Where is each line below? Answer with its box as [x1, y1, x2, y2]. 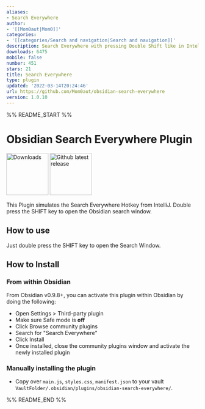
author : [6, 20, 26, 26]
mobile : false [6, 54, 43, 61]
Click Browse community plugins [15, 323, 98, 330]
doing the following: [6, 298, 56, 306]
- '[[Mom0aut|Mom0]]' [6, 26, 62, 32]
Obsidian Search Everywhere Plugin [6, 132, 193, 146]
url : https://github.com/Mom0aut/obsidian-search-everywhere [6, 89, 165, 95]
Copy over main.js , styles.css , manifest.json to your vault [15, 378, 164, 385]
